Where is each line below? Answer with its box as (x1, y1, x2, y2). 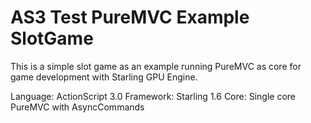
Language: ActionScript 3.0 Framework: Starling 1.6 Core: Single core (10, 90, 296, 102)
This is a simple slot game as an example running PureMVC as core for (10, 60, 302, 72)
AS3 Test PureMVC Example (10, 6, 250, 29)
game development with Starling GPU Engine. (10, 71, 198, 83)
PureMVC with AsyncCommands (10, 101, 145, 113)
